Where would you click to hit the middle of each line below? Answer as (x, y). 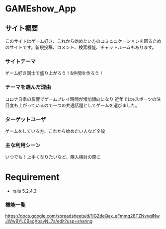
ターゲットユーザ (26, 119)
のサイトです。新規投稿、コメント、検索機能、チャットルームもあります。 (81, 47)
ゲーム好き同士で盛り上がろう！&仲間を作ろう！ (54, 73)
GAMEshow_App (41, 9)
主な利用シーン (23, 145)
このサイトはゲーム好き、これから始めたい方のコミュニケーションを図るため (83, 41)
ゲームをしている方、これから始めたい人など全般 (55, 131)
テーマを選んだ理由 (28, 87)
